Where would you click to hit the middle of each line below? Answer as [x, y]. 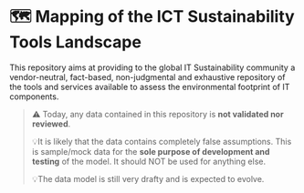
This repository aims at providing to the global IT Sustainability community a [152, 67]
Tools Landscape [75, 42]
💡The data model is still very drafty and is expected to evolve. [148, 178]
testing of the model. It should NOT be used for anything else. [149, 161]
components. [34, 96]
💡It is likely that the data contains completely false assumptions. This [162, 141]
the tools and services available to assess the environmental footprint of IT [150, 86]
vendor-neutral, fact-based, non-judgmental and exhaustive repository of [147, 76]
